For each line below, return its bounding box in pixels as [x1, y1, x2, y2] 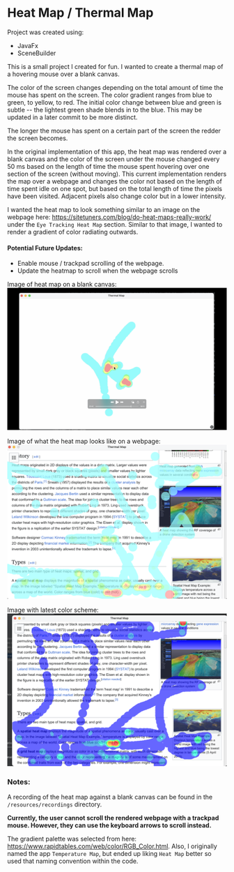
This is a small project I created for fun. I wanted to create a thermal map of [7, 62, 224, 70]
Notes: [7, 776, 31, 786]
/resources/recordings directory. [7, 800, 102, 809]
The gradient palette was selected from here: [7, 835, 137, 843]
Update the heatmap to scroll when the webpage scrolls [17, 266, 178, 275]
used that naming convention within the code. [7, 857, 139, 866]
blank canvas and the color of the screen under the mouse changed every [7, 155, 220, 163]
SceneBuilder [17, 49, 56, 57]
